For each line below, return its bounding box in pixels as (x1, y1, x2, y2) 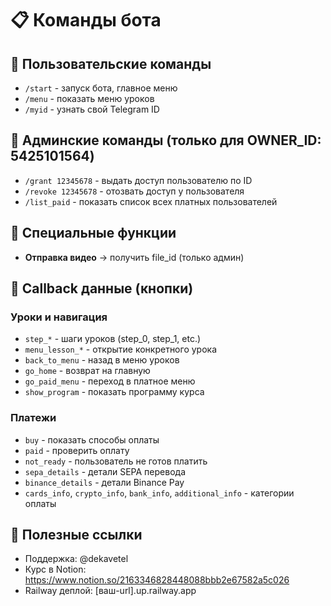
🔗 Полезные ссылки (10, 527, 143, 543)
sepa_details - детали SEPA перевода (24, 465, 186, 477)
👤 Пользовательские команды (10, 55, 212, 72)
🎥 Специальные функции (10, 225, 177, 242)
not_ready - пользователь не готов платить (24, 455, 208, 467)
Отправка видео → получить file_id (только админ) (24, 251, 245, 263)
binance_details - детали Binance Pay (24, 476, 185, 488)
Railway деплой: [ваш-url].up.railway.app (24, 585, 197, 597)
